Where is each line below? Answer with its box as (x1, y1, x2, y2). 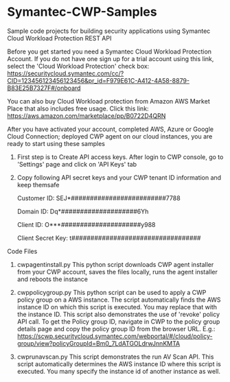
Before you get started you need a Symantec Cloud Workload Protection (7, 47, 211, 56)
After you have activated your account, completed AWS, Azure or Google (7, 125, 214, 133)
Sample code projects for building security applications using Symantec (7, 27, 211, 35)
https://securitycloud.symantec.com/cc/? (7, 69, 124, 77)
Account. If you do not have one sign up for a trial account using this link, (7, 54, 214, 62)
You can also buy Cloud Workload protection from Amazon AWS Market (7, 97, 211, 105)
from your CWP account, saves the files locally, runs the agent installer (16, 267, 218, 276)
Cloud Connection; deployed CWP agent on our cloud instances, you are (7, 132, 213, 141)
